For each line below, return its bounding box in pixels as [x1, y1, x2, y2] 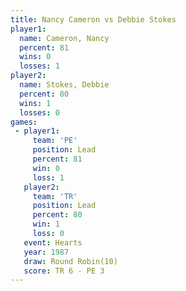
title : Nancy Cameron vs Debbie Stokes [10, 14, 177, 25]
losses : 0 [19, 107, 60, 118]
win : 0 [32, 163, 60, 173]
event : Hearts [23, 237, 83, 248]
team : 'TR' [32, 191, 78, 201]
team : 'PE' [32, 136, 78, 146]
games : [10, 117, 38, 127]
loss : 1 [32, 172, 65, 183]
